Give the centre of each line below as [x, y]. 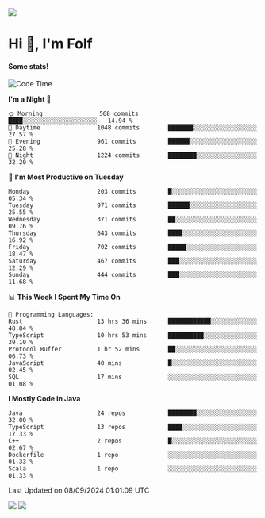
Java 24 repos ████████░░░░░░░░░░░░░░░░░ [133, 413]
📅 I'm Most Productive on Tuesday [66, 177]
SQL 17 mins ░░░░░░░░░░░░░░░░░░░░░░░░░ [133, 377]
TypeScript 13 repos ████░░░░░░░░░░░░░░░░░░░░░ [133, 428]
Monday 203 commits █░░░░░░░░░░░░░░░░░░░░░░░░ [133, 192]
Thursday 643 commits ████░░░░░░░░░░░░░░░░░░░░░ [133, 233]
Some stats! [29, 66]
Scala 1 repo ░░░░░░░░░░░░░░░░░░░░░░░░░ [133, 469]
